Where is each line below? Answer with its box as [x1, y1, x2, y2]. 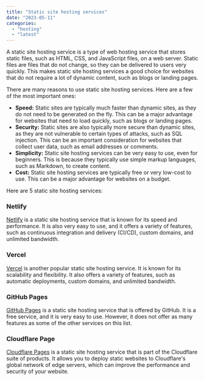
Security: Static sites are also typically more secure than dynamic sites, [15, 124, 196, 131]
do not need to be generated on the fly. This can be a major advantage [15, 111, 193, 118]
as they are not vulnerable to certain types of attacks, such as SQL [15, 130, 183, 138]
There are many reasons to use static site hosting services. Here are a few [6, 86, 193, 93]
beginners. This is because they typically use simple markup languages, [15, 156, 197, 163]
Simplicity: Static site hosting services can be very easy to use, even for [15, 150, 198, 157]
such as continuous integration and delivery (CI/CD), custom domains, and [6, 229, 194, 236]
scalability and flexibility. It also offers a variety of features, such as [6, 271, 175, 278]
